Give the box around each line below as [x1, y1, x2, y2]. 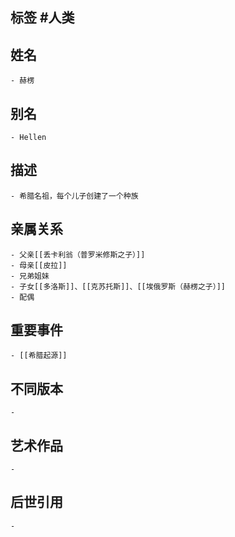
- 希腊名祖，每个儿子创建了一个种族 [10, 191, 139, 201]
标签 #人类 [10, 9, 75, 27]
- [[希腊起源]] [10, 351, 68, 361]
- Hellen [10, 133, 47, 143]
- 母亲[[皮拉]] [10, 260, 68, 270]
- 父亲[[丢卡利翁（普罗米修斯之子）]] [10, 249, 146, 260]
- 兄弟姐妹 [10, 271, 50, 281]
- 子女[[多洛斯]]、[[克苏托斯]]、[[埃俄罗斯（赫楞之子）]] [10, 281, 226, 292]
